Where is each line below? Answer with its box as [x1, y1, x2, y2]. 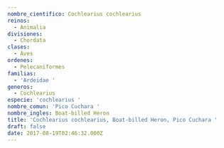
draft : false [7, 122, 46, 130]
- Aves [14, 51, 33, 58]
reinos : [7, 17, 31, 24]
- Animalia [14, 23, 46, 31]
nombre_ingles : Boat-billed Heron [7, 110, 110, 117]
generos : [7, 83, 33, 90]
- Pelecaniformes [14, 63, 65, 70]
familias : [7, 70, 37, 77]
